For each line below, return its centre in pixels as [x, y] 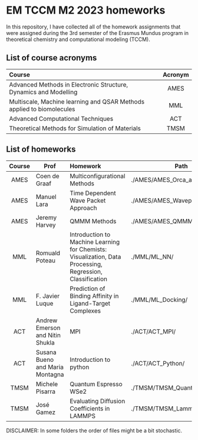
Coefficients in [90, 408]
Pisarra [46, 391]
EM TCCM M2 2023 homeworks [86, 10]
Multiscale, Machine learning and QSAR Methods [77, 101]
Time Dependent [93, 193]
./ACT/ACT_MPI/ [154, 331]
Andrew [47, 320]
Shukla [45, 342]
